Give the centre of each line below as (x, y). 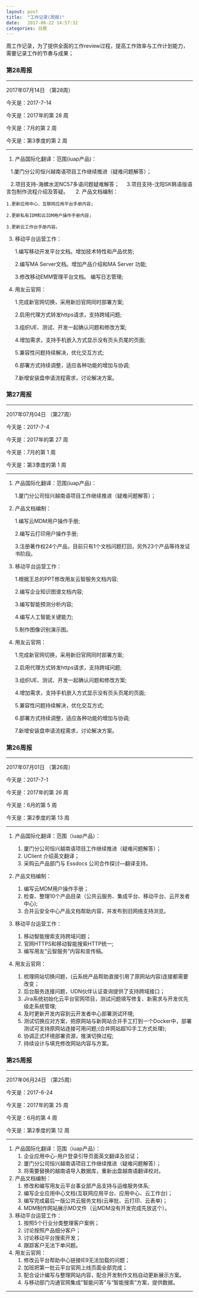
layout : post (22, 12)
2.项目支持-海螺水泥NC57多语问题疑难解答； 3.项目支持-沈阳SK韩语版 (99, 184)
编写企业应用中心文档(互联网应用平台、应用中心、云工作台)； (98, 1193)
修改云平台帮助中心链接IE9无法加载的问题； (77, 1260)
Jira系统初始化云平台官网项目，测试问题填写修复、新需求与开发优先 (106, 999)
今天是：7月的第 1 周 (31, 452)
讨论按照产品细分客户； (52, 1230)
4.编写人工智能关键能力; (44, 617)
